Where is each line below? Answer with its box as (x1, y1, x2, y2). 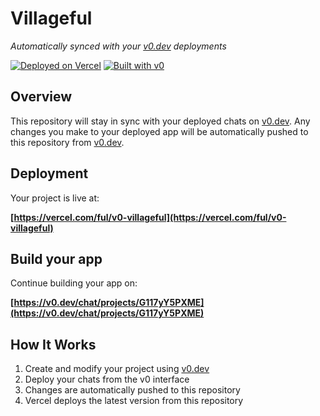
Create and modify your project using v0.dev (24, 363, 210, 375)
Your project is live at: (10, 192, 100, 204)
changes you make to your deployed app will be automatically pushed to (10, 125, 309, 137)
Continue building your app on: (10, 277, 138, 289)
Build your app (10, 250, 103, 267)
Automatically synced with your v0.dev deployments (10, 40, 227, 52)
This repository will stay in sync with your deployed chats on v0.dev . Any (10, 115, 311, 127)
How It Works (10, 336, 97, 353)
